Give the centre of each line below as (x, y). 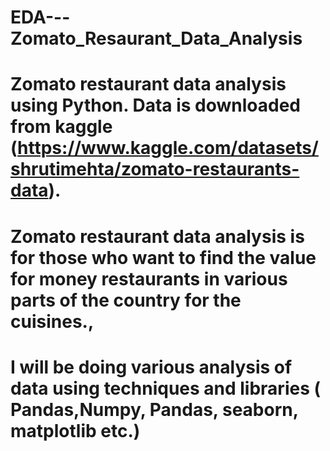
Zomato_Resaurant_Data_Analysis (156, 38)
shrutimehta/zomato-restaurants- (155, 169)
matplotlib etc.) (75, 430)
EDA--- (40, 17)
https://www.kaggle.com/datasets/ (168, 148)
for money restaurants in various (149, 278)
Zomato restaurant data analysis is (157, 236)
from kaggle (61, 127)
